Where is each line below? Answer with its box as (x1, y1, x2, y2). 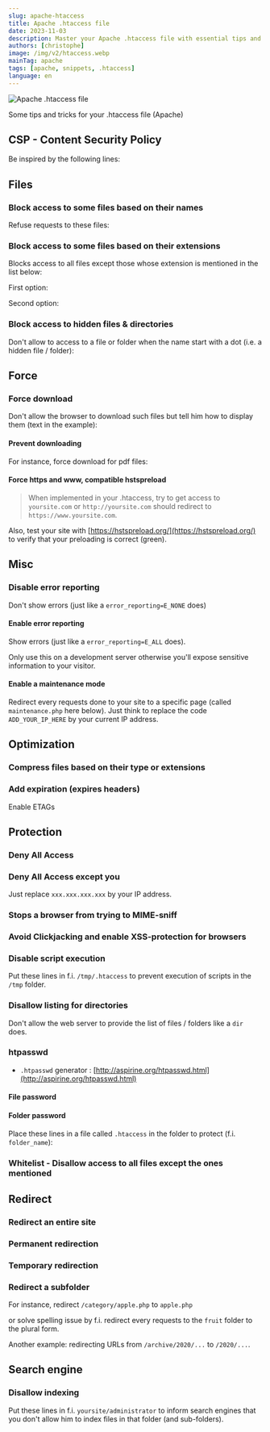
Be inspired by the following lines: (8, 154, 121, 164)
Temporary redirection (8, 1259, 99, 1271)
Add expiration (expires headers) (8, 783, 140, 795)
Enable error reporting (8, 619, 85, 628)
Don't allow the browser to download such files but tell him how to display (8, 411, 254, 421)
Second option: (8, 299, 59, 308)
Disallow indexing (8, 1387, 80, 1398)
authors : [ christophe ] (8, 42, 85, 50)
